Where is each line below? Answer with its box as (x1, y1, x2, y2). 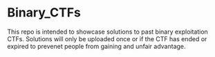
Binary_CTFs (7, 5, 82, 21)
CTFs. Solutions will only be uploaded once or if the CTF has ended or (7, 34, 207, 43)
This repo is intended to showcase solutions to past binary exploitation (7, 27, 209, 36)
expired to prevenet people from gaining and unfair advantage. (7, 42, 186, 50)
